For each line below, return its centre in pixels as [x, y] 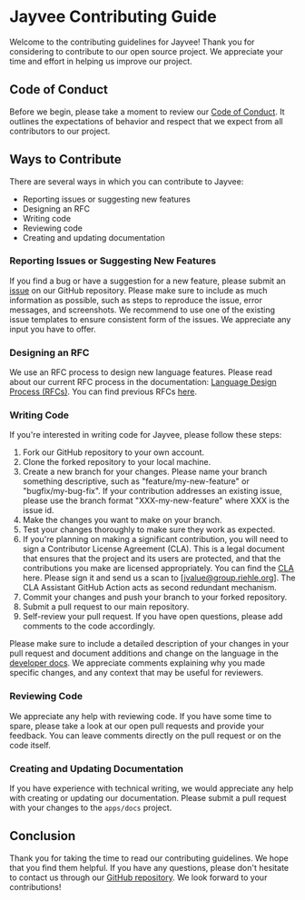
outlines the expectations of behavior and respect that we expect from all [146, 121]
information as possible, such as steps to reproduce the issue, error [136, 300]
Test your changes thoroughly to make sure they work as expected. [148, 529]
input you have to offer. [53, 329]
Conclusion [43, 836]
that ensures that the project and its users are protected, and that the [152, 559]
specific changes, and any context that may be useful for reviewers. [137, 673]
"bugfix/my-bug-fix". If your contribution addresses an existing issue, [152, 491]
